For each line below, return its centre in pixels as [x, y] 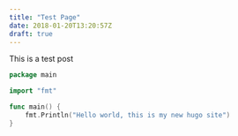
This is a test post [41, 59]
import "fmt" [33, 91]
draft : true [31, 34]
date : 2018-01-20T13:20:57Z [61, 26]
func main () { [35, 107]
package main [33, 75]
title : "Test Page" [45, 17]
